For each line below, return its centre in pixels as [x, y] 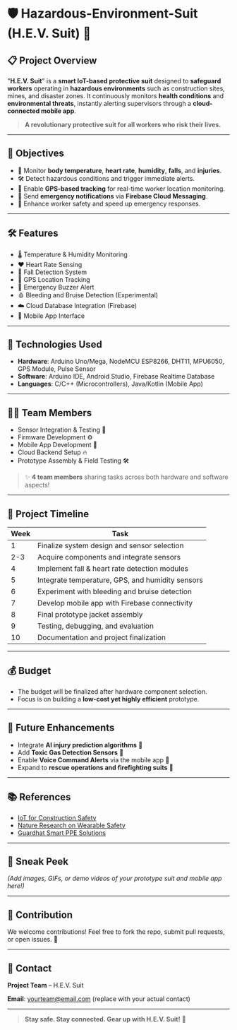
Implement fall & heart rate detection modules [113, 569]
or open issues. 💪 [33, 940]
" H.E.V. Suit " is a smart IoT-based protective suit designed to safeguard [114, 81]
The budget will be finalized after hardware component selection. [113, 691]
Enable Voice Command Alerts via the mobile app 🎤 [93, 759]
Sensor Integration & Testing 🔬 [62, 430]
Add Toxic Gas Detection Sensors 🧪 [71, 752]
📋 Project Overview [52, 60]
